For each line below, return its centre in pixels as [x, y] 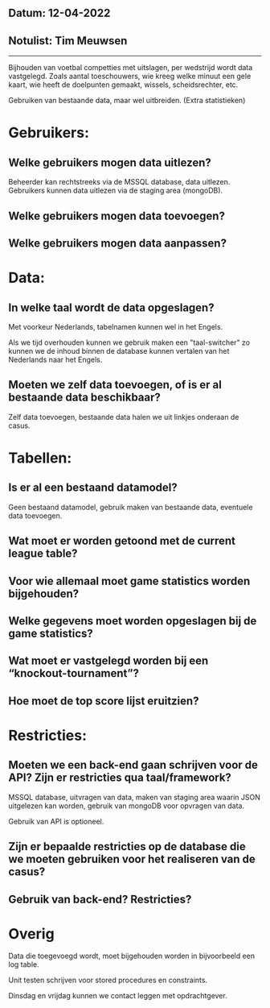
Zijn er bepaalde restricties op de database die [127, 846]
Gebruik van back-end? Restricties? [100, 899]
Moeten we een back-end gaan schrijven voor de [133, 765]
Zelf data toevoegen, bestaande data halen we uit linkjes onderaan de [124, 417]
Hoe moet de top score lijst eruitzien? [104, 701]
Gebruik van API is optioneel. [56, 821]
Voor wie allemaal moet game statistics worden [129, 581]
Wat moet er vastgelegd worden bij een [108, 661]
